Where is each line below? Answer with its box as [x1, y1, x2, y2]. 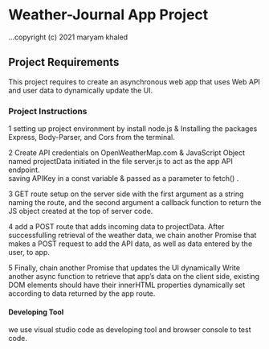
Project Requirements [8, 55, 120, 69]
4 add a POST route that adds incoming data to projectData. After [8, 222, 225, 232]
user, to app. [8, 248, 51, 257]
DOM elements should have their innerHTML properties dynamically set [8, 280, 246, 290]
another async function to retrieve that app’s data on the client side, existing [8, 272, 259, 281]
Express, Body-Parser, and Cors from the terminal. [8, 133, 175, 142]
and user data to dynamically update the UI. [8, 85, 153, 95]
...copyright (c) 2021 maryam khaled [8, 32, 128, 42]
